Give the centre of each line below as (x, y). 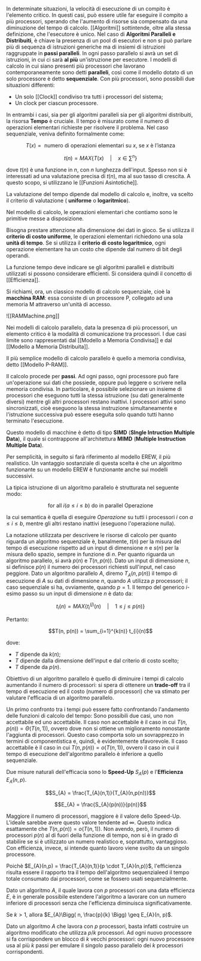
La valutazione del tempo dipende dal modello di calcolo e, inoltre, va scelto (100, 194)
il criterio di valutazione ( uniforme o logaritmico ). (68, 200)
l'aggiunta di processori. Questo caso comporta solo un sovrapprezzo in (95, 734)
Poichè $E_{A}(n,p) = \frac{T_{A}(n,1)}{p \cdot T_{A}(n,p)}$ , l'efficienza (94, 866)
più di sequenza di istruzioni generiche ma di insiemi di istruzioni (86, 47)
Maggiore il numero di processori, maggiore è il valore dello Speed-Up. (94, 816)
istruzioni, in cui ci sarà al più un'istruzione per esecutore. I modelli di (92, 60)
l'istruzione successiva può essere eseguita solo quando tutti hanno (90, 414)
